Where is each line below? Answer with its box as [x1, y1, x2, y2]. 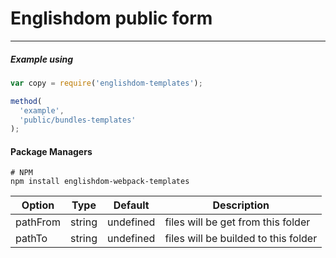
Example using [10, 53, 74, 65]
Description [212, 198, 270, 212]
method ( [10, 96, 43, 106]
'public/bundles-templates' [19, 115, 137, 125]
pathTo [15, 232, 48, 246]
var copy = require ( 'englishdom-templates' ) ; [10, 78, 203, 88]
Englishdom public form [10, 7, 213, 30]
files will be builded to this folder [164, 232, 318, 246]
